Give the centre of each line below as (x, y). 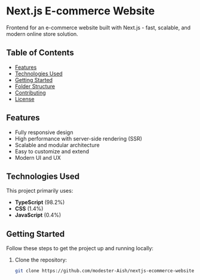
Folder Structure (35, 86)
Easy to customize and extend (52, 151)
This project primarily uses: (40, 191)
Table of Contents (40, 53)
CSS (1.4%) (29, 209)
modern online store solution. (42, 34)
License (24, 99)
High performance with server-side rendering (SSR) (78, 138)
